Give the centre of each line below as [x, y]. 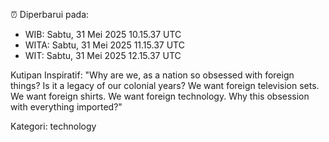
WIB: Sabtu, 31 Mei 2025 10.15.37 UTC [103, 34]
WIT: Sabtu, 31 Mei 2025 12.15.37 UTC [103, 55]
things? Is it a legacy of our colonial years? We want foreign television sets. [165, 85]
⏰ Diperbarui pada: [50, 14]
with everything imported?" [66, 107]
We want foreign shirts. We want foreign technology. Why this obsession [160, 96]
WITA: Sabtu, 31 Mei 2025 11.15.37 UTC [104, 45]
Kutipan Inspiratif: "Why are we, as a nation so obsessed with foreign [152, 75]
